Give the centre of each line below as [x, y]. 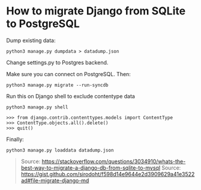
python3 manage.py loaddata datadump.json [60, 150]
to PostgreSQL [43, 24]
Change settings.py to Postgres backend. [57, 62]
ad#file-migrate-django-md [55, 180]
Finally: [15, 139]
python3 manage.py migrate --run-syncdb [58, 85]
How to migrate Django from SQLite [96, 11]
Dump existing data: [31, 40]
